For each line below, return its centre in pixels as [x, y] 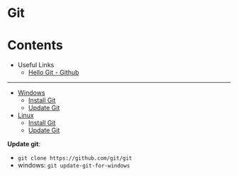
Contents [35, 46]
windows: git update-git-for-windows [74, 165]
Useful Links [36, 65]
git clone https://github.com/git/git [75, 158]
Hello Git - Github [53, 73]
